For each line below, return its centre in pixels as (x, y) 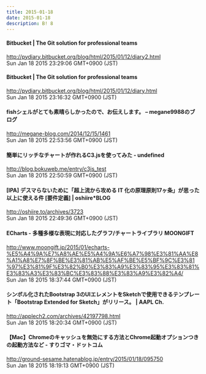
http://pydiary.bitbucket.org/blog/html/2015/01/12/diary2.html (84, 56)
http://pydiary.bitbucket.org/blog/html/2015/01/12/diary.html (82, 91)
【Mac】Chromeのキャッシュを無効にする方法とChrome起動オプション (97, 337)
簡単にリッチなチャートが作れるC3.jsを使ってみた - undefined (85, 155)
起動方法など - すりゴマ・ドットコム (57, 345)
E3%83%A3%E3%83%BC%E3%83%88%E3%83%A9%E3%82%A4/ (95, 273)
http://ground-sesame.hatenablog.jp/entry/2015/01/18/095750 (85, 359)
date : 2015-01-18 (29, 18)
